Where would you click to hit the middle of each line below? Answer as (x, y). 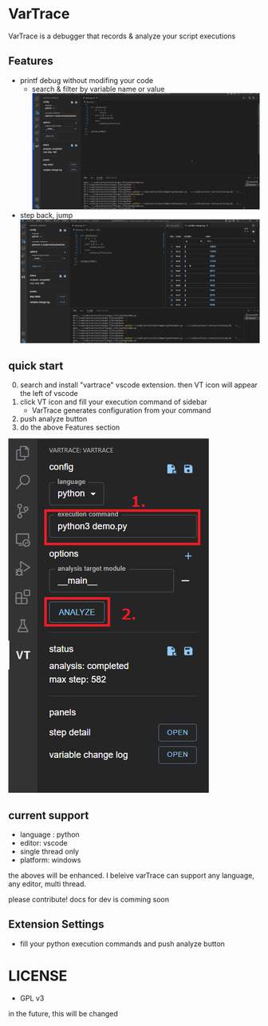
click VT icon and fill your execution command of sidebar (113, 402)
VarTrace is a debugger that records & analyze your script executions (122, 36)
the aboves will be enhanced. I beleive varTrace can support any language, (132, 875)
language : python (49, 834)
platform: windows (50, 860)
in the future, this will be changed (63, 1013)
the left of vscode (49, 394)
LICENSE (38, 976)
